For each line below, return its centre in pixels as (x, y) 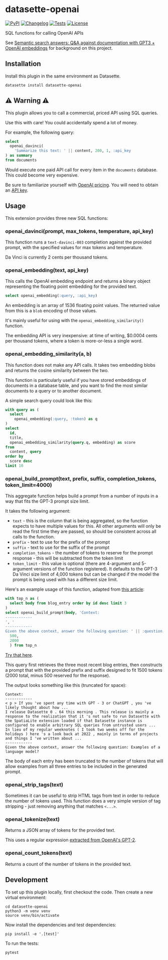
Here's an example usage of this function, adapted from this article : (75, 589)
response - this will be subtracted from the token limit (68, 558)
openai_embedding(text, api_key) (47, 270)
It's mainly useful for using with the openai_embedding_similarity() (75, 321)
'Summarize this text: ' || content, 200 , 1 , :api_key (73, 151)
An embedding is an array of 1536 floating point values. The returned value (83, 305)
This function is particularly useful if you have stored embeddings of (76, 380)
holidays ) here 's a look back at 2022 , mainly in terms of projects (81, 734)
